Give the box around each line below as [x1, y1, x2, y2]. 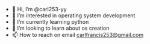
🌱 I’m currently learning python [11, 18, 89, 25]
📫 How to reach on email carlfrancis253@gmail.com [11, 32, 143, 38]
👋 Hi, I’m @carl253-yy [11, 6, 67, 12]
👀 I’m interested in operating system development [11, 12, 136, 19]
